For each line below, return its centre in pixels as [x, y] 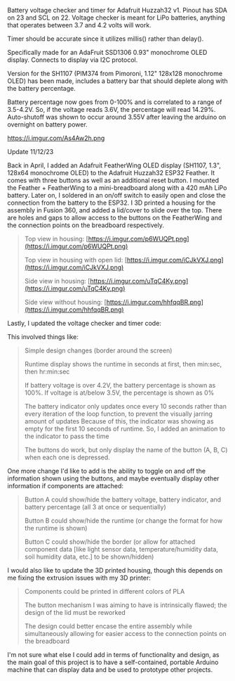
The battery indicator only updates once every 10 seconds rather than [125, 406]
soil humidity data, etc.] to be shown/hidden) [89, 556]
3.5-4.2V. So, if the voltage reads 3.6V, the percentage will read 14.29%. [112, 109]
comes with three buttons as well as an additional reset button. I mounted [113, 180]
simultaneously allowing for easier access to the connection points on [125, 634]
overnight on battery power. [47, 125]
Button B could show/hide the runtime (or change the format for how [123, 521]
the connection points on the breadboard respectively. [86, 225]
